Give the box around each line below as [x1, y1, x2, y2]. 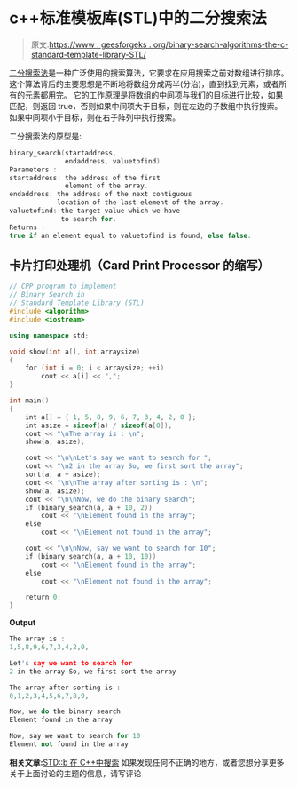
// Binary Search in [9, 290, 86, 299]
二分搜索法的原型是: [9, 131, 82, 141]
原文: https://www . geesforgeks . [30, 39, 152, 50]
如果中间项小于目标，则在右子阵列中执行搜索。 [9, 112, 180, 123]
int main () [9, 396, 50, 405]
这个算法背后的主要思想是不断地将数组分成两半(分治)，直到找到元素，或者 [9, 78, 279, 89]
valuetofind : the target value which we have [9, 206, 180, 216]
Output [9, 617, 36, 628]
